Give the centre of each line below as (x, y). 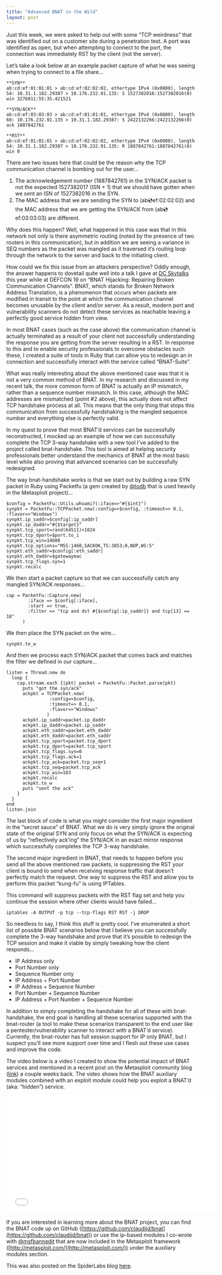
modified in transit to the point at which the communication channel (90, 299)
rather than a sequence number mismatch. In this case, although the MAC (98, 392)
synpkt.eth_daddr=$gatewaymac (44, 556)
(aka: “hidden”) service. (35, 1087)
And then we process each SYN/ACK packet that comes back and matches (99, 655)
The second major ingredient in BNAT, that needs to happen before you (95, 858)
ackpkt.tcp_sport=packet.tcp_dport (67, 741)
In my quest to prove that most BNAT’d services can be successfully (91, 430)
